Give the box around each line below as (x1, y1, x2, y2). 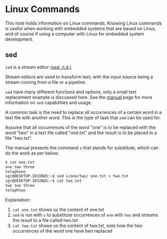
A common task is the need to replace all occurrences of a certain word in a (5, 109, 162, 115)
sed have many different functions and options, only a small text (5, 89, 137, 95)
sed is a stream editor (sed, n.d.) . (5, 64, 73, 70)
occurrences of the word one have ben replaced (12, 227, 113, 234)
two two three (5, 183, 35, 188)
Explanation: (5, 197, 31, 203)
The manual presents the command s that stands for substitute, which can (5, 145, 159, 151)
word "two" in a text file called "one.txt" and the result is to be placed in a (5, 130, 157, 136)
